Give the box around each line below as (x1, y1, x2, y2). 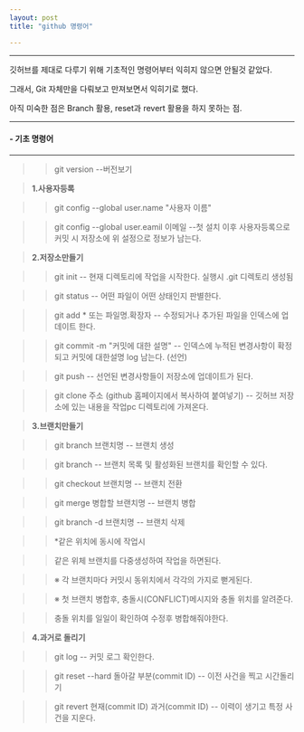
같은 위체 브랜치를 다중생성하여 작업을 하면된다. (53, 555, 222, 566)
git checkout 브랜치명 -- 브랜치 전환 (53, 478, 183, 489)
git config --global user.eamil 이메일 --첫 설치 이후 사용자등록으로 (53, 221, 291, 232)
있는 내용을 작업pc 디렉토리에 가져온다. (71, 401, 209, 412)
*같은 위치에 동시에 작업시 (53, 536, 147, 547)
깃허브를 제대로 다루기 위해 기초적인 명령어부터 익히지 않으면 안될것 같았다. (9, 64, 273, 75)
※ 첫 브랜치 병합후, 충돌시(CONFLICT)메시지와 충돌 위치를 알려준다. (53, 594, 294, 604)
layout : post (9, 13, 59, 23)
